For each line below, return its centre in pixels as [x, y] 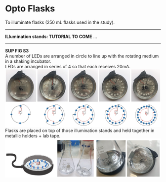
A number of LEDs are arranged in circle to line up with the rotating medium [82, 56]
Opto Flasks [30, 9]
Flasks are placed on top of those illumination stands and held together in [80, 131]
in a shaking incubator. [28, 61]
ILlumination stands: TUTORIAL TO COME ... [51, 36]
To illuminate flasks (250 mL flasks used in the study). [60, 22]
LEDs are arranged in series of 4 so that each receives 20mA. [68, 66]
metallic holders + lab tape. [33, 136]
